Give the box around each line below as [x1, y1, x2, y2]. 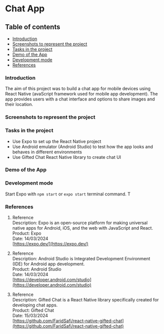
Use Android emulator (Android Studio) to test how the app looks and [12, 143, 153, 149]
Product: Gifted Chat [12, 307, 54, 313]
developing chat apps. [12, 302, 58, 308]
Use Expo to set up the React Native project [12, 138, 101, 144]
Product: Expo [12, 231, 41, 237]
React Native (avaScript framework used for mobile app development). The [5, 91, 158, 97]
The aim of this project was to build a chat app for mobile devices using [5, 86, 151, 92]
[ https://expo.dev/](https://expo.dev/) [12, 241, 89, 247]
